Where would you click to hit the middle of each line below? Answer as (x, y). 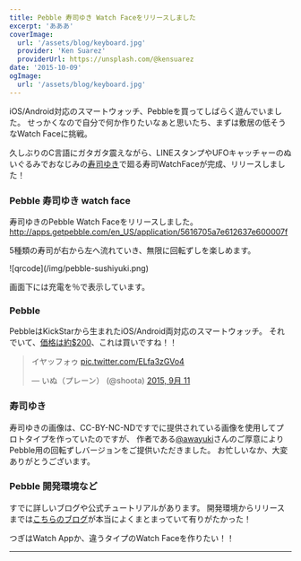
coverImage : (31, 34)
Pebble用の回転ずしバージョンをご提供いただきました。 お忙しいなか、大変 (149, 450)
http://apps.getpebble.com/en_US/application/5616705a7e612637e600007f (149, 232)
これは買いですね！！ (138, 343)
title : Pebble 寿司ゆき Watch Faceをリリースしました (103, 18)
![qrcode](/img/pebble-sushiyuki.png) (79, 268)
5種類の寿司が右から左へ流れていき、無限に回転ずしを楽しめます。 (133, 250)
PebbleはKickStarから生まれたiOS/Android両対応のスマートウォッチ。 (138, 331)
